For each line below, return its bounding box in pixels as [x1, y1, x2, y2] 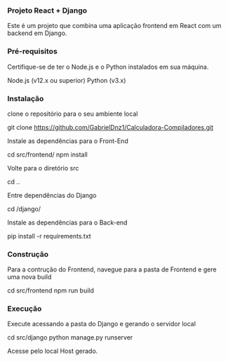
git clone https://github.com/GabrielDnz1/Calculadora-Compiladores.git [7, 123, 214, 131]
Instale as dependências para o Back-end [7, 218, 128, 227]
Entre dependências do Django [7, 191, 97, 199]
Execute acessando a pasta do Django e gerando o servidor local [7, 320, 196, 328]
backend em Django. [7, 29, 67, 37]
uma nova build [7, 273, 52, 281]
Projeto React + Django [7, 6, 88, 15]
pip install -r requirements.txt [7, 232, 91, 240]
